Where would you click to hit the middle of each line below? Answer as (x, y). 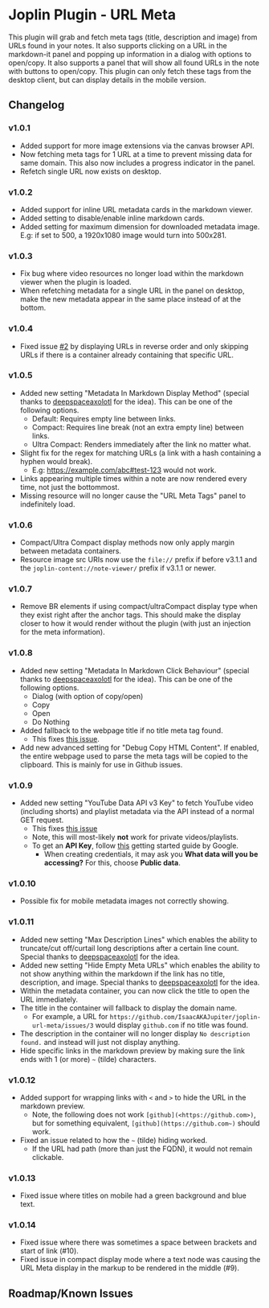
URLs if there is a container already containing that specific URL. (127, 355)
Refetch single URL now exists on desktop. (91, 171)
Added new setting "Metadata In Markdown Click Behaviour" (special (134, 670)
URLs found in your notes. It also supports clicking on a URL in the (118, 45)
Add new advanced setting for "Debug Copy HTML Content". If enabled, (139, 747)
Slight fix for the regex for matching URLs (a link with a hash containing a (141, 453)
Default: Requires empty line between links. (104, 418)
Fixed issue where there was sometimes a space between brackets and (138, 1242)
